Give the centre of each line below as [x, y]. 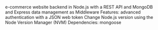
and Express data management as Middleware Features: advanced [73, 12]
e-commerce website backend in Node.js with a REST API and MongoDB [79, 7]
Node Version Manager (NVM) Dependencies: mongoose [63, 22]
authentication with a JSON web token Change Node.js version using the [79, 17]
